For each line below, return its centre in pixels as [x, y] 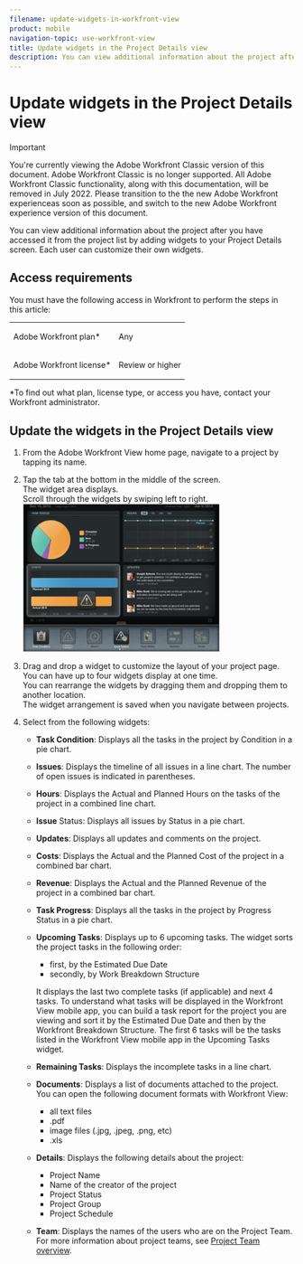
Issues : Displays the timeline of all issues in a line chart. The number [163, 767]
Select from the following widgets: [86, 722]
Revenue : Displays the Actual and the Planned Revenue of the [151, 883]
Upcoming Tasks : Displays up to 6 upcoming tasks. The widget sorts [164, 938]
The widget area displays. [70, 489]
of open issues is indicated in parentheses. [115, 777]
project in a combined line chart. [96, 804]
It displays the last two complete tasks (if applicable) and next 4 [154, 992]
